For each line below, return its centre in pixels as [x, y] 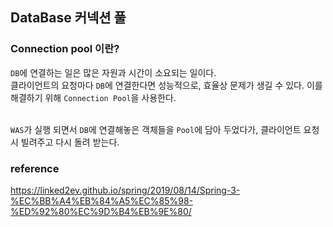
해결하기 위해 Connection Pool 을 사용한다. [93, 97]
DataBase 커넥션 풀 [68, 18]
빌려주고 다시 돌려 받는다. [70, 142]
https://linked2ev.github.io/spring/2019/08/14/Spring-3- [125, 190]
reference [35, 168]
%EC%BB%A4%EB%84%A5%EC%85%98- [102, 200]
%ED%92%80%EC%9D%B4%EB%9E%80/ [101, 211]
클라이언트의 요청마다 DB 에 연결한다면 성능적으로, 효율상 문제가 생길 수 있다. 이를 [166, 85]
